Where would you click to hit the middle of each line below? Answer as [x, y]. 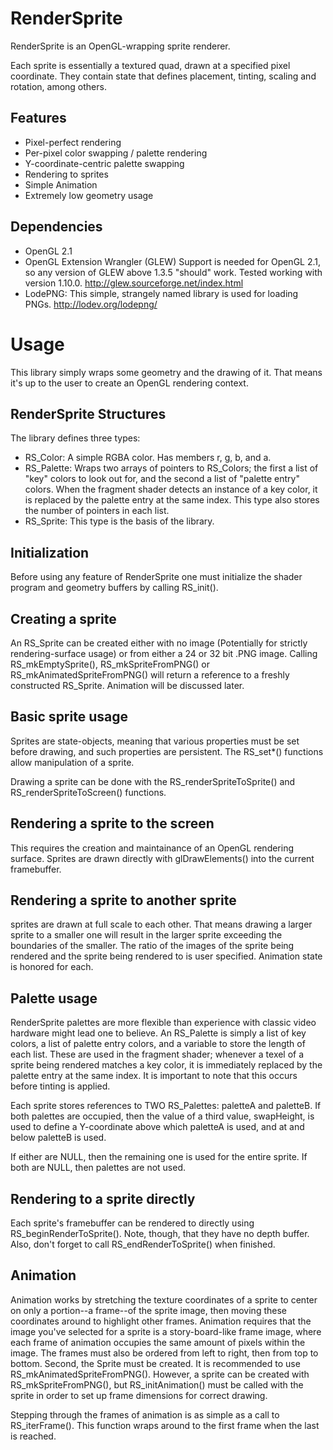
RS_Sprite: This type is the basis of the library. [119, 521]
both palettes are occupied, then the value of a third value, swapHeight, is [162, 1116]
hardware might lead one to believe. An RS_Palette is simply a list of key [158, 1033]
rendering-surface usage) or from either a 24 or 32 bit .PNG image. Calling [164, 653]
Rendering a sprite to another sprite [123, 900]
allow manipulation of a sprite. [72, 762]
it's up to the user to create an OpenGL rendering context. [129, 383]
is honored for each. [52, 967]
